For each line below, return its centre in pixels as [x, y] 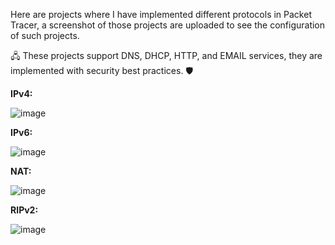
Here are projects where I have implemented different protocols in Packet [161, 14]
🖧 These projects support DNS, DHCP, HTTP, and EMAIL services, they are [166, 55]
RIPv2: [24, 210]
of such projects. [45, 35]
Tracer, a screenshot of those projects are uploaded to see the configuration [168, 25]
